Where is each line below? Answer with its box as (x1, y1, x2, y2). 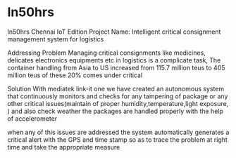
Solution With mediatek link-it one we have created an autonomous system (7, 84, 225, 93)
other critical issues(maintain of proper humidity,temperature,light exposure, (7, 99, 229, 107)
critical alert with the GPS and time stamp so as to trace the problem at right (7, 135, 228, 144)
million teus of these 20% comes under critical (7, 71, 143, 79)
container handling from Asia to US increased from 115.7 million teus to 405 (7, 63, 225, 72)
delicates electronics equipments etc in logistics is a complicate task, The (7, 55, 221, 64)
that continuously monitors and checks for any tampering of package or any (7, 92, 228, 100)
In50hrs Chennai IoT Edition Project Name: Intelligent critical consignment (7, 27, 221, 36)
